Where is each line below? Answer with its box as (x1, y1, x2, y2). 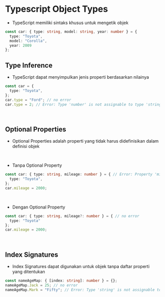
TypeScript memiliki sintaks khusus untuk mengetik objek (12, 20, 129, 26)
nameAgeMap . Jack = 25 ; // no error (5, 283, 78, 288)
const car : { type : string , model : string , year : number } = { (5, 29, 137, 34)
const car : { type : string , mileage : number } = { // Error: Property (5, 172, 153, 177)
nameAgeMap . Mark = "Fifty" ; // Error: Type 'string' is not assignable (5, 287, 155, 292)
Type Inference (5, 61, 53, 69)
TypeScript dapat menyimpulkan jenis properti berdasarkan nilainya (12, 74, 149, 80)
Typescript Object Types (5, 3, 108, 15)
